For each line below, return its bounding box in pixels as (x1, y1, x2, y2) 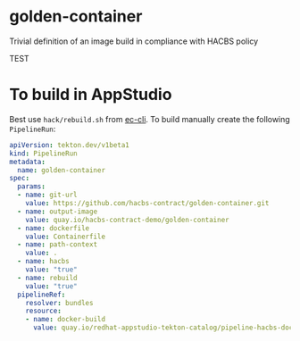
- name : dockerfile (17, 223, 90, 233)
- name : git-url (17, 190, 78, 200)
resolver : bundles (25, 298, 94, 307)
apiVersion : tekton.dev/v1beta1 (9, 140, 129, 149)
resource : (25, 306, 62, 316)
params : (17, 182, 46, 191)
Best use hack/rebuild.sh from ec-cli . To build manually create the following (9, 113, 290, 124)
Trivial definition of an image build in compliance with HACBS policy (9, 36, 259, 46)
